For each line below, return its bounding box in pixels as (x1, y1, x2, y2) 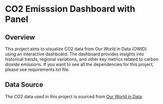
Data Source (5, 81, 43, 89)
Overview (5, 33, 36, 41)
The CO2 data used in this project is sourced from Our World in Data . (5, 93, 144, 99)
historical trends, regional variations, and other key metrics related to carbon (5, 56, 159, 62)
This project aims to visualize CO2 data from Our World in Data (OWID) (5, 46, 147, 52)
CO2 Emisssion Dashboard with (5, 3, 135, 15)
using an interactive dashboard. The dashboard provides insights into (5, 51, 145, 57)
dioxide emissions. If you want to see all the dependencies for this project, (5, 62, 154, 67)
